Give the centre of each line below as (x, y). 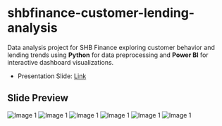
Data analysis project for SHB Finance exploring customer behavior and (111, 47)
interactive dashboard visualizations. (61, 62)
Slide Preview (38, 98)
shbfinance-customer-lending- (101, 13)
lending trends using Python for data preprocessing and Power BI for (108, 55)
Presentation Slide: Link (52, 76)
